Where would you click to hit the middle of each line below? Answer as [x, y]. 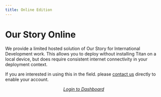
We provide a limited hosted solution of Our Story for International [73, 48]
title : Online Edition [29, 10]
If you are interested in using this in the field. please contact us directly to [80, 74]
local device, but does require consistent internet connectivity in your [77, 59]
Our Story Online [41, 34]
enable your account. [27, 79]
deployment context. [26, 64]
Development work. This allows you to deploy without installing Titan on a [81, 53]
